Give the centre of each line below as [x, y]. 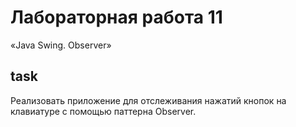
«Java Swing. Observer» [61, 45]
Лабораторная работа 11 [116, 17]
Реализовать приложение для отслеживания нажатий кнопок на [148, 100]
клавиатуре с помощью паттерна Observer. [103, 111]
